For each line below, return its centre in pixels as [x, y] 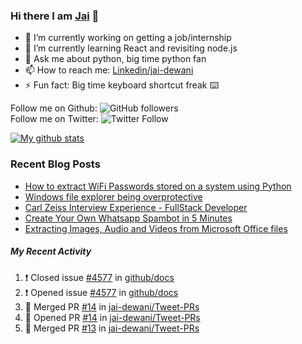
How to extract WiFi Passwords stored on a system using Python [158, 186]
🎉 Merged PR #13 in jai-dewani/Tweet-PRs [112, 328]
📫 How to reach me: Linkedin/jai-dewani [109, 70]
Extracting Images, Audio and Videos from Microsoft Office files [156, 228]
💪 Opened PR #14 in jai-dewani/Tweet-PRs [112, 317]
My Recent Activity [51, 251]
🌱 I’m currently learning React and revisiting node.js [131, 48]
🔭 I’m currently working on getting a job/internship [128, 38]
